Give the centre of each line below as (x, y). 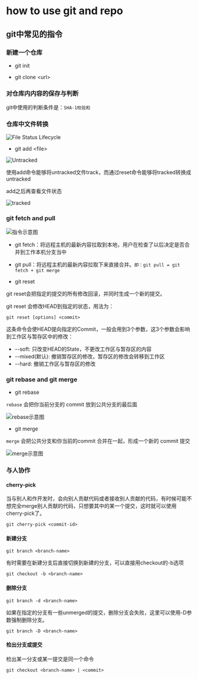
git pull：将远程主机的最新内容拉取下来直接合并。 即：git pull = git (97, 265)
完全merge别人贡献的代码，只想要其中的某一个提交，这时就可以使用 (94, 506)
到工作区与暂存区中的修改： (40, 336)
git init (22, 66)
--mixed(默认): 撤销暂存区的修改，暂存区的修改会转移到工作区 (90, 356)
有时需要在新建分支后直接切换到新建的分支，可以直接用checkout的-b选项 (95, 563)
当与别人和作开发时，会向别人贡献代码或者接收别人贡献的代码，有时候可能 (96, 499)
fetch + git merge (37, 270)
